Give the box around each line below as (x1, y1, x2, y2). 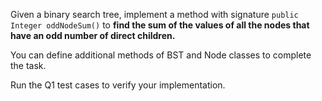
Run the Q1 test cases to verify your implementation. (10, 79, 226, 91)
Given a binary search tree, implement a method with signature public (10, 9, 299, 20)
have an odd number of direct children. (10, 30, 176, 41)
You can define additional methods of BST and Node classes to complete (10, 49, 312, 61)
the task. (10, 60, 47, 71)
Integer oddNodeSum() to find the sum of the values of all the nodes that (10, 19, 310, 31)
